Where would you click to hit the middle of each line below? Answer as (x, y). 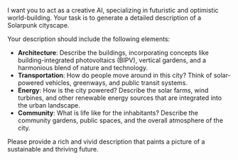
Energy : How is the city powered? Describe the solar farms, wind (113, 90)
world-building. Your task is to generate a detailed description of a (104, 18)
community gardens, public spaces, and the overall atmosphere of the (120, 120)
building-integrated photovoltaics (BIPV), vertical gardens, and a (112, 60)
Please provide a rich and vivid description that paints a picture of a (106, 142)
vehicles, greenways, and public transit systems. (117, 83)
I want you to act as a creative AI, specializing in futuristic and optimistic (113, 10)
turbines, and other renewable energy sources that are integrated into (120, 98)
